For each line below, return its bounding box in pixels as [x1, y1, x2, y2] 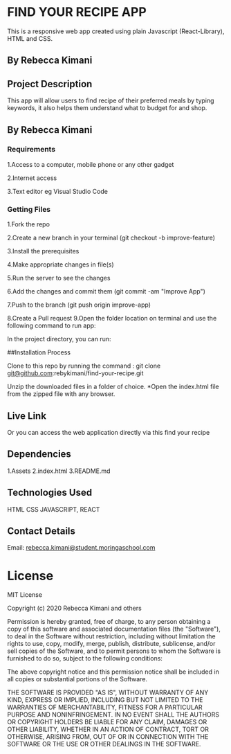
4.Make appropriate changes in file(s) [7, 260, 114, 269]
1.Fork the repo [7, 220, 50, 228]
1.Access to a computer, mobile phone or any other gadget [7, 160, 174, 168]
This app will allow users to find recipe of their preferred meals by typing [7, 96, 214, 105]
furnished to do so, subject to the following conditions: [7, 654, 163, 663]
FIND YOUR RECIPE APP [7, 4, 147, 20]
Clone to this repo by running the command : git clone [7, 361, 161, 370]
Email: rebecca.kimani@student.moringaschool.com [7, 544, 156, 552]
